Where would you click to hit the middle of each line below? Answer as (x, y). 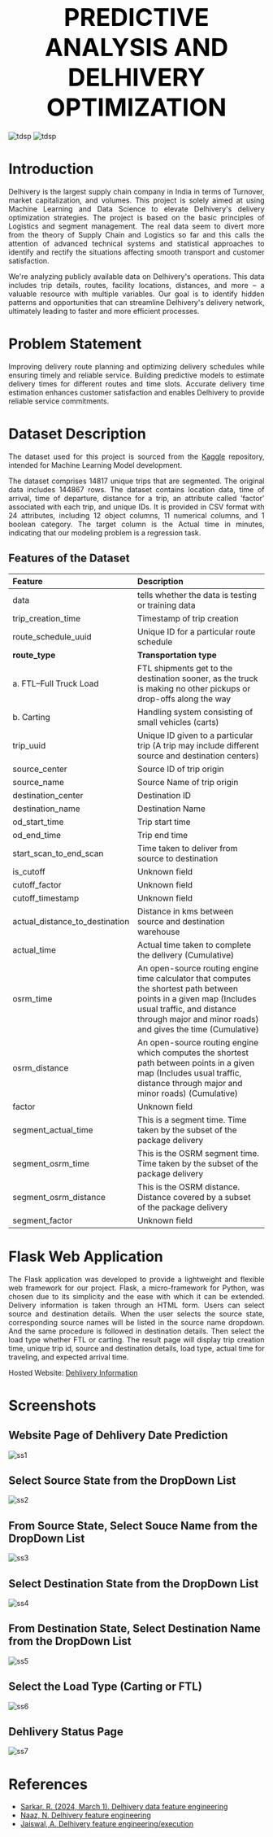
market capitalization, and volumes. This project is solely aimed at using (136, 200)
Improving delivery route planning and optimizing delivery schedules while (136, 366)
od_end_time (37, 835)
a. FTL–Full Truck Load (56, 683)
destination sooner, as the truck (197, 679)
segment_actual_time (53, 1130)
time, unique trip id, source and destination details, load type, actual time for (136, 1348)
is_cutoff (29, 871)
